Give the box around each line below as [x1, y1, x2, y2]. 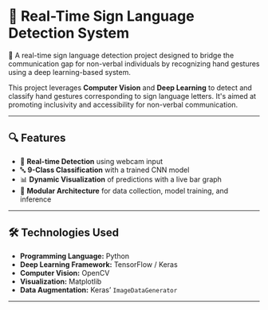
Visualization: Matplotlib [19, 277, 102, 286]
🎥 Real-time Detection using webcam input [19, 156, 164, 166]
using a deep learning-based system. [8, 67, 132, 77]
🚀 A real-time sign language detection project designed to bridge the [8, 50, 235, 60]
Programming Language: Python [19, 251, 130, 261]
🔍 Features [8, 131, 66, 145]
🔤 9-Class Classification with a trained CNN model [19, 165, 190, 175]
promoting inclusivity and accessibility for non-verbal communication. [8, 100, 238, 109]
